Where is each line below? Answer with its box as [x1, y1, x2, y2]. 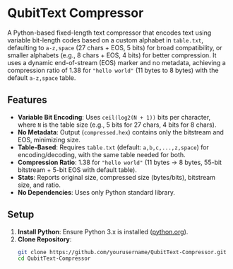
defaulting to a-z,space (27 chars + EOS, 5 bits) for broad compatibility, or [7, 43, 222, 52]
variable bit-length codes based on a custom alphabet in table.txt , [7, 35, 203, 44]
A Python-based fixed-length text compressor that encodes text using [7, 28, 212, 37]
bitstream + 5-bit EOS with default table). [17, 165, 138, 174]
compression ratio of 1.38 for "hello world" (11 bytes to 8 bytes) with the [7, 66, 219, 74]
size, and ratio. [17, 181, 61, 189]
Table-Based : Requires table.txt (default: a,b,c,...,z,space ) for [17, 143, 210, 151]
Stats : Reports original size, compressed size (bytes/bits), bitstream [17, 173, 215, 181]
